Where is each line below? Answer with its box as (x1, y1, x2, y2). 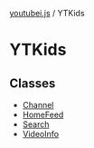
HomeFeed (22, 109, 64, 120)
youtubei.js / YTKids (9, 8, 85, 18)
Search (22, 119, 50, 130)
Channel (22, 100, 54, 110)
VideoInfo (22, 129, 60, 139)
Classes (9, 75, 56, 91)
